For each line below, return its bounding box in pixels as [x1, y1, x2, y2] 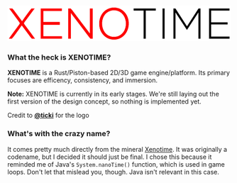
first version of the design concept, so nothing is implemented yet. [7, 97, 202, 106]
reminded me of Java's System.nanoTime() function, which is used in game [7, 160, 225, 168]
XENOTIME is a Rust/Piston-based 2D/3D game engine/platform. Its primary [7, 69, 231, 77]
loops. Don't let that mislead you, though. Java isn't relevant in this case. [7, 167, 220, 176]
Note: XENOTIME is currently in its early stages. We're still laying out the [7, 90, 220, 99]
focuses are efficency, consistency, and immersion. [7, 76, 158, 84]
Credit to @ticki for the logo [7, 111, 90, 120]
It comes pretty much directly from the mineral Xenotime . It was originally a [7, 145, 228, 153]
